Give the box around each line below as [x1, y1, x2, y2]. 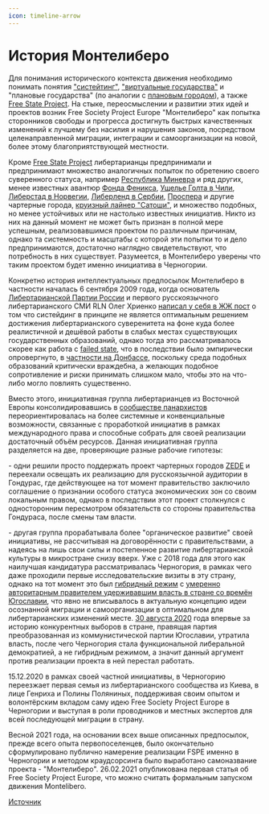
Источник [8, 796, 42, 806]
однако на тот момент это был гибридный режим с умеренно [8, 579, 221, 589]
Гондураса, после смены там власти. [8, 512, 137, 522]
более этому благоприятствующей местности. [8, 142, 169, 151]
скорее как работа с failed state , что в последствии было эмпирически [8, 344, 253, 353]
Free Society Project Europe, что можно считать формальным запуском [8, 772, 253, 782]
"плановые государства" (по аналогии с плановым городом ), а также [8, 90, 248, 100]
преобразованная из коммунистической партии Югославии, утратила [8, 630, 251, 640]
